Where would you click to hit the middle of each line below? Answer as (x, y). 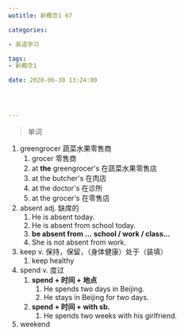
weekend (35, 324)
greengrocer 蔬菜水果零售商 (66, 148)
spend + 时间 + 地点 (64, 280)
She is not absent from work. (79, 242)
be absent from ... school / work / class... (101, 234)
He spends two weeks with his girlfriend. (110, 316)
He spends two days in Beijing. (94, 289)
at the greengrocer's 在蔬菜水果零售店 (94, 168)
